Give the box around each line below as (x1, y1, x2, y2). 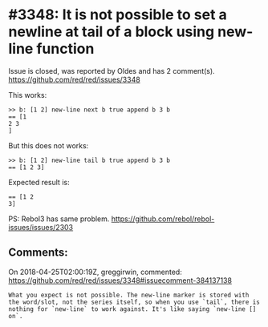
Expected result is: (8, 177, 70, 187)
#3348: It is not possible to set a (8, 6, 227, 24)
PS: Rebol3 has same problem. (8, 214, 110, 224)
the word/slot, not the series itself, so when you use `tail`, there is (8, 298, 261, 306)
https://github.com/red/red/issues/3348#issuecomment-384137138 (8, 275, 233, 285)
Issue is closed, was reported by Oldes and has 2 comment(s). (8, 66, 215, 75)
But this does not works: (8, 140, 89, 150)
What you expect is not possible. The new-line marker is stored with (8, 291, 250, 299)
